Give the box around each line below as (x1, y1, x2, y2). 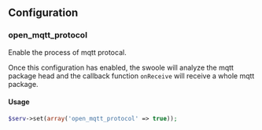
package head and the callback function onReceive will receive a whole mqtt (8, 70, 255, 81)
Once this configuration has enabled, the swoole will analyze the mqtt (8, 63, 234, 72)
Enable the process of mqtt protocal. (8, 47, 127, 57)
